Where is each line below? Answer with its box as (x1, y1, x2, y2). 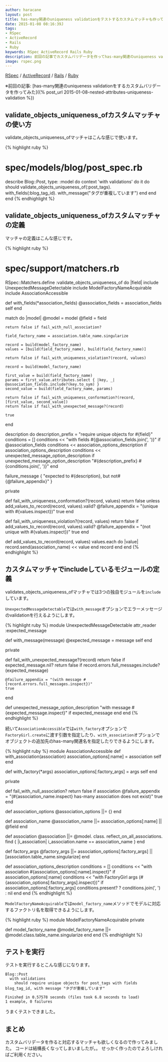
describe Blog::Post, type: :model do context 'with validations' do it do (5, 179, 150, 184)
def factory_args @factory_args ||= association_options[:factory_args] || (5, 848, 153, 854)
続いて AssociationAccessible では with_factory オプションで (5, 725, 127, 731)
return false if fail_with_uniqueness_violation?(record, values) (5, 355, 146, 360)
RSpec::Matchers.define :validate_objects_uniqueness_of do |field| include (5, 279, 159, 285)
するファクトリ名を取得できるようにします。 (5, 907, 97, 913)
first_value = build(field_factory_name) (5, 373, 93, 378)
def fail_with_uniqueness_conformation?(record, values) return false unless (5, 498, 160, 504)
